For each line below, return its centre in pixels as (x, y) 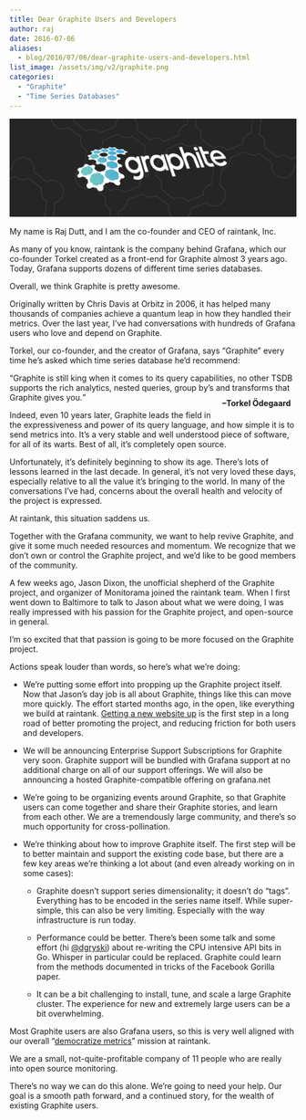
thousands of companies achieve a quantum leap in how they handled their (150, 313)
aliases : (26, 48)
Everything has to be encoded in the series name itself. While (151, 900)
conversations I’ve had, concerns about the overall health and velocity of (146, 491)
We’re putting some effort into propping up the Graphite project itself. (152, 684)
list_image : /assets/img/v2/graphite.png (89, 68)
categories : (32, 78)
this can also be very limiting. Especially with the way (165, 910)
